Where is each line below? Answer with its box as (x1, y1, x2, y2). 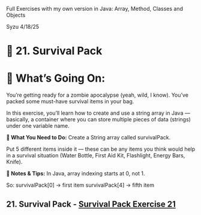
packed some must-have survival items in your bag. (6, 98, 134, 105)
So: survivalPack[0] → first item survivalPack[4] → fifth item (6, 181, 155, 189)
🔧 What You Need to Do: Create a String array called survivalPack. (6, 134, 171, 141)
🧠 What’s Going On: (6, 71, 106, 85)
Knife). (6, 159, 23, 166)
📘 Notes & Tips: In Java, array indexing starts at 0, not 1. (6, 170, 145, 177)
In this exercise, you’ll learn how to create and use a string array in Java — (6, 109, 190, 117)
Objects (6, 11, 26, 19)
